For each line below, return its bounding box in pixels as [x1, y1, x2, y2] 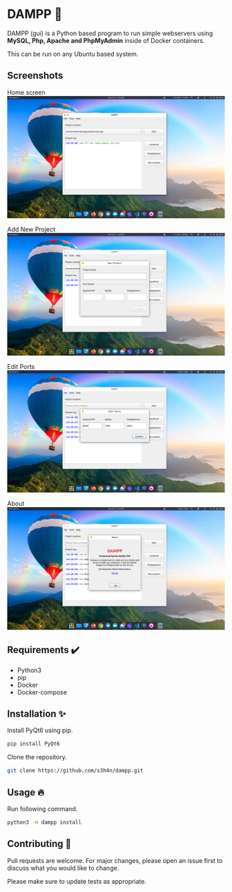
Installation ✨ [7, 708, 66, 719]
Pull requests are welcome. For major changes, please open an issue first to [7, 856, 223, 864]
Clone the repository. [7, 753, 67, 761]
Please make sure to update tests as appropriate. [7, 877, 147, 885]
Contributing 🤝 [7, 838, 72, 850]
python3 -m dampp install [7, 819, 81, 826]
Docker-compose [17, 687, 68, 696]
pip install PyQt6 [7, 741, 60, 748]
